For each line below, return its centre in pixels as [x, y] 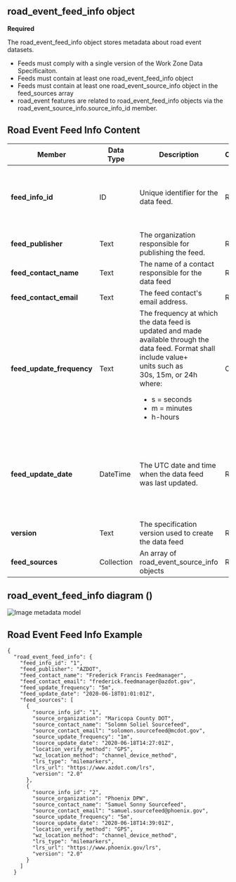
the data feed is [165, 321]
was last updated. [169, 482]
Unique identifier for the [179, 193]
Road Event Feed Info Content [74, 130]
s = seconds [172, 399]
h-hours [165, 416]
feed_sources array [45, 93]
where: [151, 383]
